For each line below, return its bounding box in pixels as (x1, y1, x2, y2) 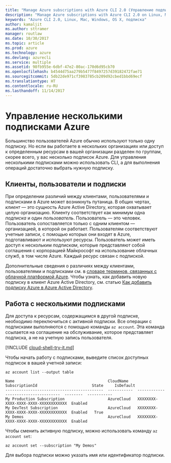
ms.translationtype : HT (5, 79, 56, 84)
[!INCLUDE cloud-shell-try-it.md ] (5, 345, 75, 351)
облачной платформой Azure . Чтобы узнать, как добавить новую (5, 274, 147, 280)
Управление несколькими (5, 110, 123, 121)
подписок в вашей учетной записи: (5, 360, 82, 366)
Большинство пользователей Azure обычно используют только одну (5, 138, 155, 144)
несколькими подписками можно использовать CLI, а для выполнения (5, 159, 160, 166)
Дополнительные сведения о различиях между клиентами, (5, 263, 135, 269)
